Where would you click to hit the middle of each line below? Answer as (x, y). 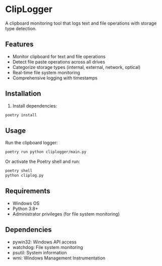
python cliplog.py (24, 175)
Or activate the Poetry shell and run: (43, 161)
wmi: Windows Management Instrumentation (59, 258)
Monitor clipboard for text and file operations (59, 56)
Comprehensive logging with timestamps (55, 78)
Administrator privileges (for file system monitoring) (66, 214)
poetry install (21, 115)
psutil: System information (39, 252)
